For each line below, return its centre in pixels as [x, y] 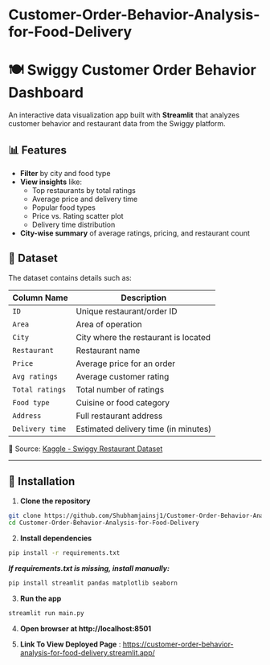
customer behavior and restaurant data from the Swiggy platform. [117, 124]
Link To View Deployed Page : [70, 644]
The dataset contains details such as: [70, 277]
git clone [25, 515]
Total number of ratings [120, 389]
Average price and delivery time [85, 199]
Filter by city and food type [65, 173]
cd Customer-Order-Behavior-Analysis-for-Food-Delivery [104, 523]
